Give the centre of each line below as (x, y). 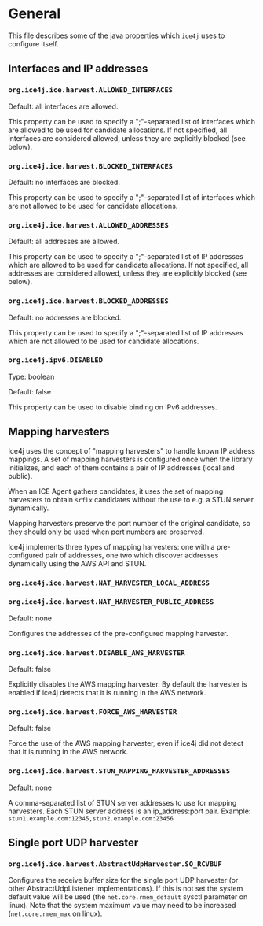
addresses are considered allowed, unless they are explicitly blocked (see (128, 273)
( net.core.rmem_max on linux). (55, 913)
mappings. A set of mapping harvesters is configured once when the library (130, 459)
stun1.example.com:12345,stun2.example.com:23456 (91, 819)
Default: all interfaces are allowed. (63, 106)
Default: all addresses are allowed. (64, 242)
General (35, 14)
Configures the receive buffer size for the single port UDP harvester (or (123, 880)
